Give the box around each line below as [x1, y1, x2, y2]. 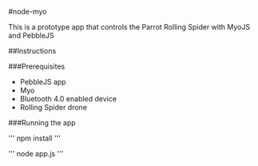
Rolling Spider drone [19, 103, 88, 112]
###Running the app [8, 118, 76, 127]
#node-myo [8, 7, 47, 16]
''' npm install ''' [8, 133, 62, 143]
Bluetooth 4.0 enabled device [19, 94, 117, 103]
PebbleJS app [19, 77, 66, 86]
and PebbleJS [8, 31, 54, 40]
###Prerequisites [8, 61, 65, 71]
